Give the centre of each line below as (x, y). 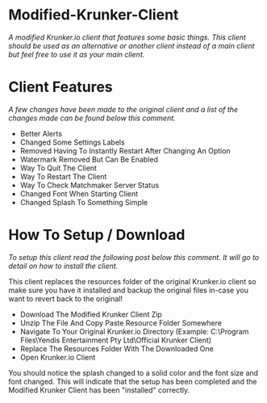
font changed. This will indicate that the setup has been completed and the (133, 381)
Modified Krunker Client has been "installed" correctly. (99, 390)
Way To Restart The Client (63, 176)
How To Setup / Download (97, 235)
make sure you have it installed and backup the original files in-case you (128, 290)
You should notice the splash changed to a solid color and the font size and (133, 372)
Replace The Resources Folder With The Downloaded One (117, 348)
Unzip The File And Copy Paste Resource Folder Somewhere (121, 323)
